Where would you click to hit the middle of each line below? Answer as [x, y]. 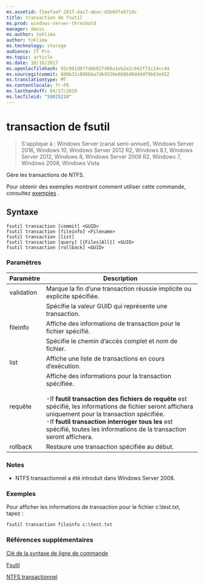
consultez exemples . [33, 193]
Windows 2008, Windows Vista [60, 163]
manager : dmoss [25, 29]
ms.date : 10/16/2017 [32, 63]
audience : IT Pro [28, 52]
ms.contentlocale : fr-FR [38, 86]
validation [23, 292]
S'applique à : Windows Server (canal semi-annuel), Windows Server [107, 143]
